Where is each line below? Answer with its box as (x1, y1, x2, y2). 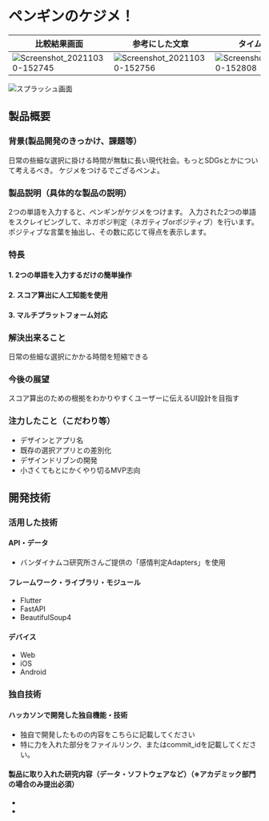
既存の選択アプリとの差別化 (19, 445, 112, 455)
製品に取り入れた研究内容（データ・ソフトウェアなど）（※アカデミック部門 (8, 770, 256, 779)
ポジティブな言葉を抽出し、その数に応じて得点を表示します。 (8, 227, 211, 236)
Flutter (19, 596, 42, 606)
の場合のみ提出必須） (8, 779, 78, 789)
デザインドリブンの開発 (19, 455, 98, 465)
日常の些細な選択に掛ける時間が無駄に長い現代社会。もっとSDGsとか (8, 155, 238, 165)
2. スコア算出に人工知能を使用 (8, 290, 108, 300)
